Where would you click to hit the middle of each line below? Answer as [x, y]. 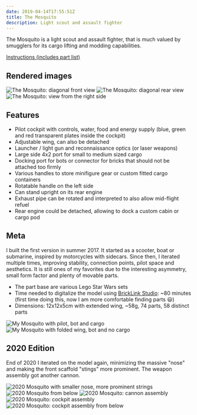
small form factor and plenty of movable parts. [63, 275]
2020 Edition [30, 348]
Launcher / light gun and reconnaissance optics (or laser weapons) [96, 148]
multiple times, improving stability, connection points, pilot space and [90, 263]
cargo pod [27, 217]
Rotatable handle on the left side [54, 186]
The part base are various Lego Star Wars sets [71, 287]
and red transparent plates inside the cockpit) [70, 136]
